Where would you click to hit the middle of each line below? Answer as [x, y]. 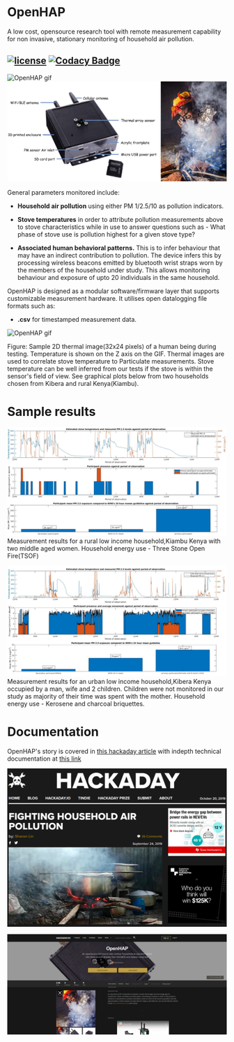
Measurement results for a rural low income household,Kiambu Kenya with [114, 541]
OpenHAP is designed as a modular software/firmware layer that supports [113, 291]
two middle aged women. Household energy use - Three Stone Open [106, 548]
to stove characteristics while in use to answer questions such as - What [121, 227]
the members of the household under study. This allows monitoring [114, 270]
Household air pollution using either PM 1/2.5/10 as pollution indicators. [120, 206]
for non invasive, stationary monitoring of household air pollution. [101, 38]
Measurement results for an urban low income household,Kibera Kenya [109, 682]
